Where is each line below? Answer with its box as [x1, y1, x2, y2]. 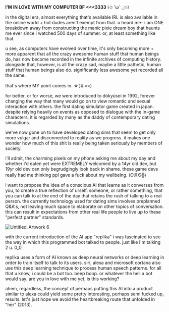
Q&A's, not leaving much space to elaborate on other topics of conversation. [5, 203, 164, 210]
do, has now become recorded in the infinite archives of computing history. [5, 56, 161, 62]
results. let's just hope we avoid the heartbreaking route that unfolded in [5, 296, 155, 302]
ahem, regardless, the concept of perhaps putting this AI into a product [5, 286, 153, 291]
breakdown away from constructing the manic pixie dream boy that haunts [5, 25, 160, 31]
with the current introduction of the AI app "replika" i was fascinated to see [5, 234, 161, 240]
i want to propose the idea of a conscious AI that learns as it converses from [5, 182, 164, 188]
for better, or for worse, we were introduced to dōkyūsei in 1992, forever [5, 93, 155, 98]
